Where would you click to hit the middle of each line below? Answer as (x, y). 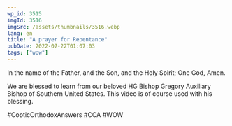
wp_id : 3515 (24, 14)
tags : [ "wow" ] (28, 53)
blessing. (20, 101)
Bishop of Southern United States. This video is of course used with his (110, 93)
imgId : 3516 (24, 20)
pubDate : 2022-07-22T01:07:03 (51, 46)
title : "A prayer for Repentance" (58, 40)
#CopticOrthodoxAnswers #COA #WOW (65, 114)
